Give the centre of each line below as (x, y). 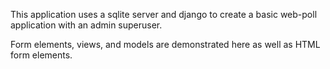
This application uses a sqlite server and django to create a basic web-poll (164, 14)
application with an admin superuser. (86, 25)
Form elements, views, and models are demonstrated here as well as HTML (165, 44)
